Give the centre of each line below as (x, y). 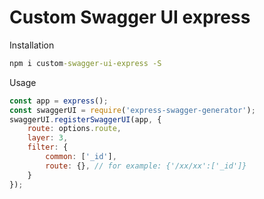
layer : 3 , (48, 138)
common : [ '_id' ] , (81, 157)
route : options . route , (74, 129)
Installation (32, 45)
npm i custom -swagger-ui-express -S (85, 63)
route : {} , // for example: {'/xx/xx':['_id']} (146, 166)
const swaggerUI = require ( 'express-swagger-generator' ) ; (132, 110)
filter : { (48, 147)
